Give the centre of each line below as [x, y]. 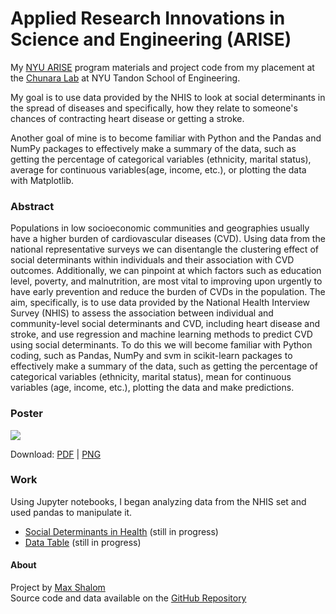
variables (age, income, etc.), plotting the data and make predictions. [152, 388]
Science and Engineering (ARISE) [151, 39]
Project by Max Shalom [58, 588]
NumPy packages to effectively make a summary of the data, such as [153, 148]
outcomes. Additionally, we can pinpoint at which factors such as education [166, 271]
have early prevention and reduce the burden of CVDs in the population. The [168, 292]
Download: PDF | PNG [56, 454]
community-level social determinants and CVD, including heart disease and [165, 324]
